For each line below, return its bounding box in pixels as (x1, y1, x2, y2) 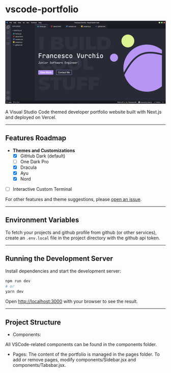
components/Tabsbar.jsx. (12, 362, 66, 368)
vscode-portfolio (5, 4, 79, 15)
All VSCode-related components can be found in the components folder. (5, 341, 157, 347)
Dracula (20, 164, 37, 170)
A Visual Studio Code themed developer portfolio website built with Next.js (5, 109, 162, 115)
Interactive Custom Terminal (12, 186, 72, 192)
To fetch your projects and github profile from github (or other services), (5, 229, 157, 235)
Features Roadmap (5, 134, 67, 142)
